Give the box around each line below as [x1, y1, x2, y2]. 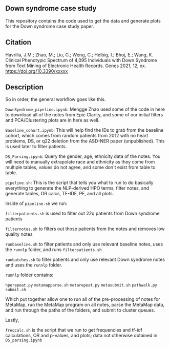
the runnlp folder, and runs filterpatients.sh [5, 247, 102, 253]
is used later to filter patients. [5, 144, 67, 150]
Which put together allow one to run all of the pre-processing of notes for [5, 296, 160, 302]
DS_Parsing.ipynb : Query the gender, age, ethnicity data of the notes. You [5, 153, 161, 159]
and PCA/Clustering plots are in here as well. [5, 117, 100, 124]
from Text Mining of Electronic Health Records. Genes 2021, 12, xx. [5, 63, 146, 69]
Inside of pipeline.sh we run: [5, 200, 68, 207]
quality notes [5, 231, 33, 237]
